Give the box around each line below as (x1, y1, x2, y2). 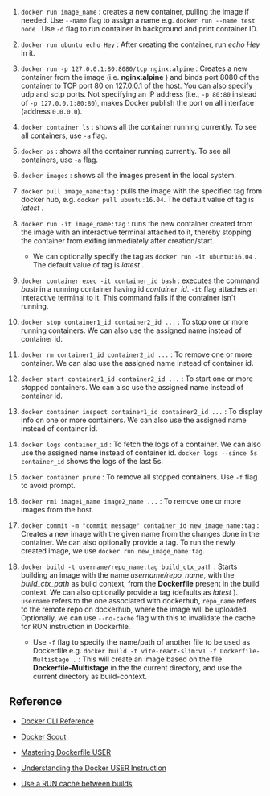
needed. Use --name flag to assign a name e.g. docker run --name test (20, 15, 256, 25)
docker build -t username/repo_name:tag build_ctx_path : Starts (20, 562, 238, 571)
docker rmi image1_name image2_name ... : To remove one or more (20, 496, 242, 506)
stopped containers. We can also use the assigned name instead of (20, 383, 244, 392)
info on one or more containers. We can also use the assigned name (20, 415, 247, 425)
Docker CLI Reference (20, 716, 95, 726)
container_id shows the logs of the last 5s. (20, 457, 164, 466)
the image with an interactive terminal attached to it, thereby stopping (20, 227, 252, 237)
